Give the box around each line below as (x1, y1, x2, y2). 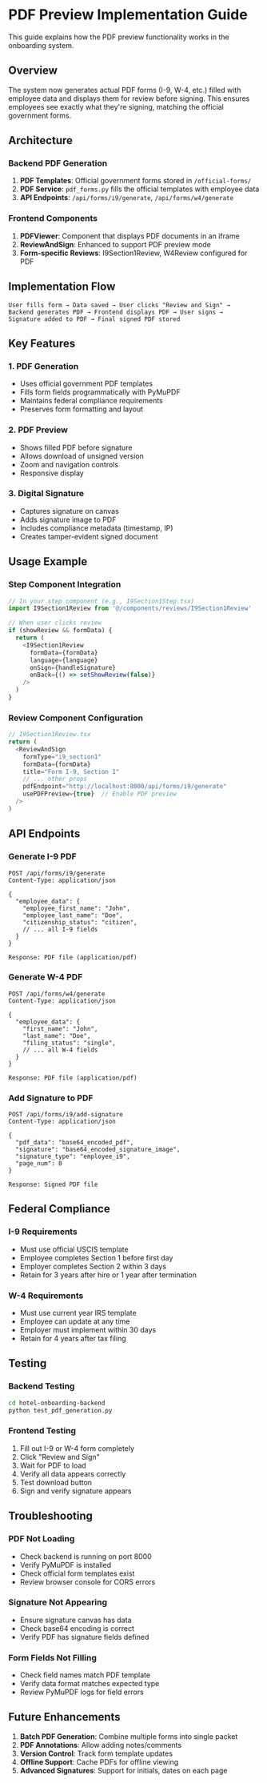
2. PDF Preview (8, 424, 69, 435)
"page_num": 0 (15, 1160, 62, 1168)
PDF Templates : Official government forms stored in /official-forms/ (19, 176, 252, 186)
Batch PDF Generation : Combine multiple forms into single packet (19, 1731, 238, 1741)
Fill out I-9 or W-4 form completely (19, 1443, 134, 1453)
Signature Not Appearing (8, 1597, 108, 1608)
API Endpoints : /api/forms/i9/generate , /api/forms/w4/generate (19, 193, 234, 202)
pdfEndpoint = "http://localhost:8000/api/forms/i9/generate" (22, 783, 227, 791)
